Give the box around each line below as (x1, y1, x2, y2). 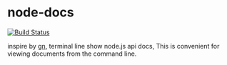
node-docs (7, 4, 75, 21)
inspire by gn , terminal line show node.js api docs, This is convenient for (7, 41, 220, 50)
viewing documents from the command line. (7, 49, 137, 58)
